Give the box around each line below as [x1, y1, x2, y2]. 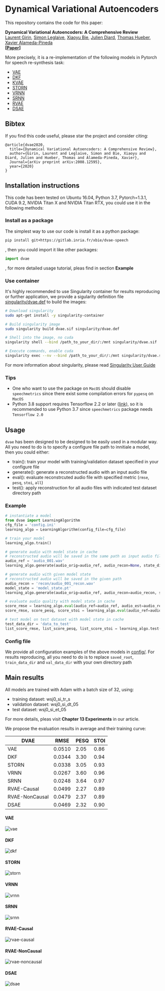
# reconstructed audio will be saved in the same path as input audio [5, 554, 153, 559]
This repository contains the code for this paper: [5, 20, 103, 26]
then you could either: [5, 449, 50, 455]
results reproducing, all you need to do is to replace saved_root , [5, 654, 134, 660]
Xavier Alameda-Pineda [5, 39, 53, 45]
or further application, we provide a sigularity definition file [5, 294, 124, 299]
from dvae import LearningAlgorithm [5, 518, 80, 523]
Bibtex [5, 120, 26, 128]
